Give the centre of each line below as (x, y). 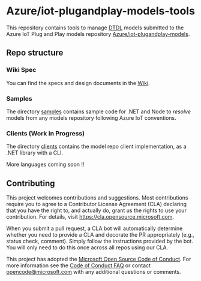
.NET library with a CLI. (35, 153)
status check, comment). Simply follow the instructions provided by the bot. (100, 241)
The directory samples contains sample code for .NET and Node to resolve (98, 111)
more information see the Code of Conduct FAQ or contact (79, 265)
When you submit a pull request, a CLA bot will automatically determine (94, 228)
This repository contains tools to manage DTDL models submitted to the (95, 28)
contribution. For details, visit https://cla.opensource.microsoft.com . (90, 217)
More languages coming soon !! (45, 164)
